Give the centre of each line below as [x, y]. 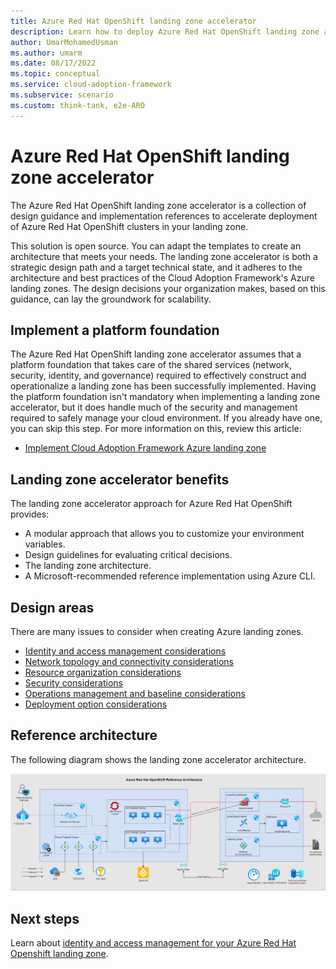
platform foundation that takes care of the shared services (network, [151, 365]
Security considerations [74, 683]
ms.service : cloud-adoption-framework [91, 85]
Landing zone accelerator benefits [120, 479]
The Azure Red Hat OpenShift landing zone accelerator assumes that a [156, 354]
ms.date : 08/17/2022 [53, 63]
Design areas [52, 607]
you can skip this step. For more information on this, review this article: [156, 429]
